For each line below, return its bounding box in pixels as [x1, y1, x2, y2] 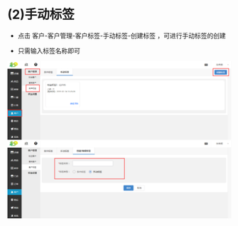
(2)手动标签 [7, 6, 75, 23]
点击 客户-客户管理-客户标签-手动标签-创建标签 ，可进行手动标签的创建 [17, 31, 226, 40]
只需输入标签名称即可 [17, 46, 80, 55]
